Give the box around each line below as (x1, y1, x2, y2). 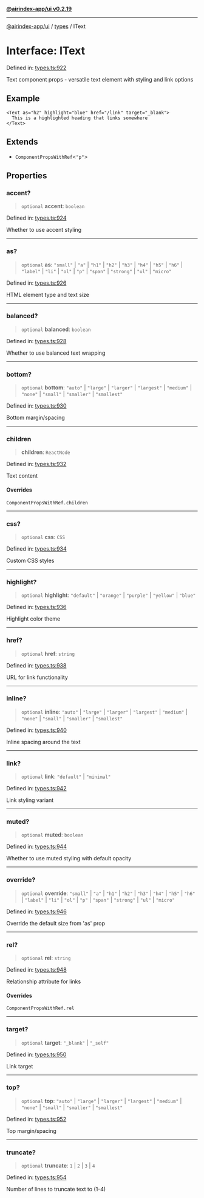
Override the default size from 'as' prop (6, 919, 105, 927)
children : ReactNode (21, 448, 70, 456)
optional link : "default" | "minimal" (21, 773, 111, 781)
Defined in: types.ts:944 (6, 843, 67, 851)
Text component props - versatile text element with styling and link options (6, 75, 194, 83)
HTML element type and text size (6, 291, 90, 298)
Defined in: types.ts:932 (6, 461, 67, 468)
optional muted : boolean (21, 831, 84, 838)
